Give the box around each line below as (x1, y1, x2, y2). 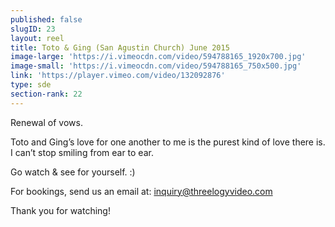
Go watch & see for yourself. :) (10, 166, 136, 178)
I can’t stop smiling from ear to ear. (10, 146, 154, 158)
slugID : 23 (10, 24, 56, 34)
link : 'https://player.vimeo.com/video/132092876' (10, 71, 226, 81)
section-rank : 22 (10, 89, 83, 99)
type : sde (10, 80, 52, 90)
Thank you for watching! (10, 204, 111, 216)
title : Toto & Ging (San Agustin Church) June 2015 (10, 42, 230, 53)
